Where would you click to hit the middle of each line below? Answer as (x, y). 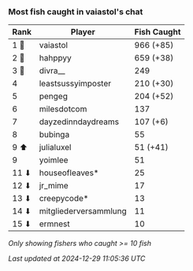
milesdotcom (63, 109)
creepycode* (64, 199)
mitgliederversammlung (83, 211)
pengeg (54, 97)
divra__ (52, 71)
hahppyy (56, 58)
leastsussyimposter (75, 83)
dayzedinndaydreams (79, 122)
